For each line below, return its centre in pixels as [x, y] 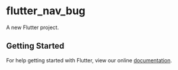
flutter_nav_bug [46, 11]
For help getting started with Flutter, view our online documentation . [89, 60]
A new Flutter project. [33, 27]
